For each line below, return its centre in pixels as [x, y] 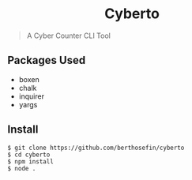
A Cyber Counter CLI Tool [69, 36]
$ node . [22, 168]
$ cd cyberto [29, 155]
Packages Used [47, 60]
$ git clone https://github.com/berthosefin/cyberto [96, 148]
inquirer [32, 96]
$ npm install [31, 161]
